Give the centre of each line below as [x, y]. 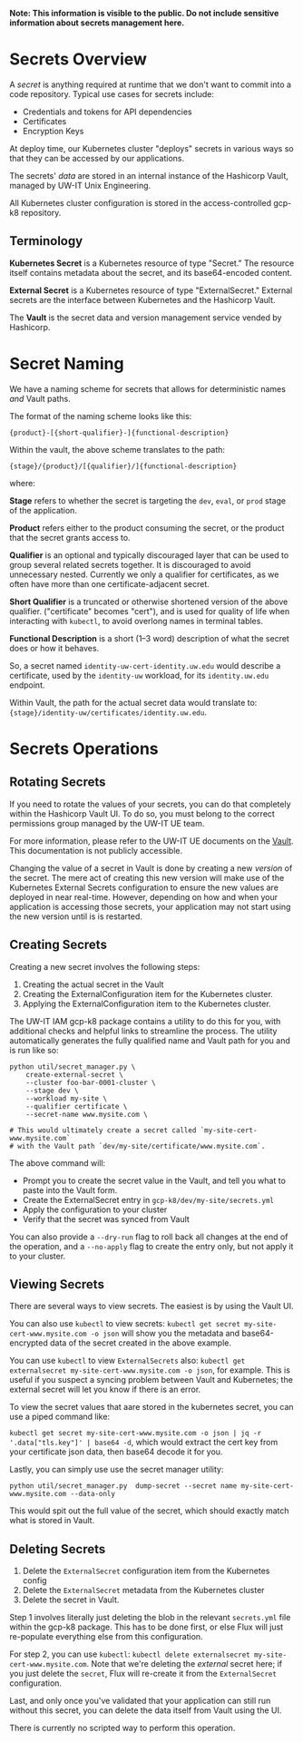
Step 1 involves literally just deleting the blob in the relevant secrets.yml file [150, 1618]
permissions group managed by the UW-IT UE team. [107, 823]
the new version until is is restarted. [76, 916]
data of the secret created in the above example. [140, 1343]
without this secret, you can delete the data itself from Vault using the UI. [146, 1710]
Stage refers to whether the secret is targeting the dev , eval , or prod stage [148, 500]
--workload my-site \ [66, 1098]
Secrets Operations [84, 749]
